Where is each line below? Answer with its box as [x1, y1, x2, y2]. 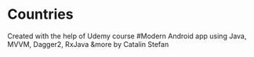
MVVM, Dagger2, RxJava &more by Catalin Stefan [7, 39, 169, 48]
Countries [7, 5, 74, 23]
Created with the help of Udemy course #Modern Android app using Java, [7, 31, 247, 41]
